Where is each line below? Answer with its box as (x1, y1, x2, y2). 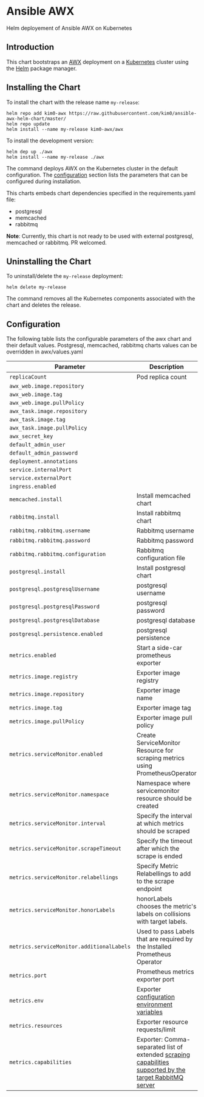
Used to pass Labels (136, 927, 195, 936)
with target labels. (136, 918, 188, 926)
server (136, 1081, 155, 1090)
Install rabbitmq (136, 509, 181, 518)
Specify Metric (136, 862, 179, 871)
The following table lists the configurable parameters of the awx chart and (6, 335, 192, 343)
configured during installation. (6, 178, 82, 185)
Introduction (6, 42, 55, 52)
